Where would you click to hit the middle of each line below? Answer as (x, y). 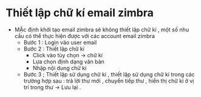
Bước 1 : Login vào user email (60, 42)
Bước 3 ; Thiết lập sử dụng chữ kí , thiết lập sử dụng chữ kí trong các (109, 74)
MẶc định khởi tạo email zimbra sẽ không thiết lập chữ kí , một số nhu (102, 30)
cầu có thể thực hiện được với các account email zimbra (85, 36)
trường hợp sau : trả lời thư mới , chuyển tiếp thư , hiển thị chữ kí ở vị (109, 81)
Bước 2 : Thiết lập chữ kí (54, 49)
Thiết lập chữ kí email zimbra (80, 13)
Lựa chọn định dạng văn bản (68, 61)
